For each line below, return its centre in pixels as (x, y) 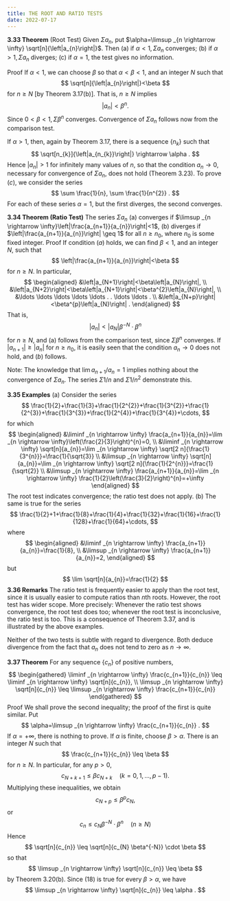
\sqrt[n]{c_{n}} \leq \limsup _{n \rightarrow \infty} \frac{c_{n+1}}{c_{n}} (115, 689)
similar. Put (23, 714)
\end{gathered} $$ (115, 696)
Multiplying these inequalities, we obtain (64, 788)
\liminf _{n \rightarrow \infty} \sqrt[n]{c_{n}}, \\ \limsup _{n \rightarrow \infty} (115, 682)
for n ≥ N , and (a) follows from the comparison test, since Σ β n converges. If (114, 339)
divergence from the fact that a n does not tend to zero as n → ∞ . (99, 648)
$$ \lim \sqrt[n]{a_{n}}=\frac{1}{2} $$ (115, 579)
